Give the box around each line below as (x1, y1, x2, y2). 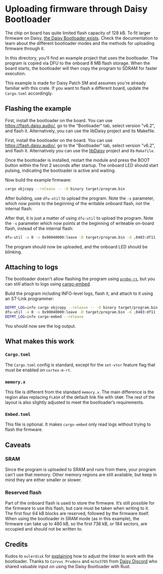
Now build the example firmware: (5, 177, 72, 183)
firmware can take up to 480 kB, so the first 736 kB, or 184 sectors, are (5, 521, 147, 527)
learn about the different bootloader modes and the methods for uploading (5, 40, 155, 46)
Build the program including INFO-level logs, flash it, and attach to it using (5, 290, 153, 296)
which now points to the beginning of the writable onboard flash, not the (5, 200, 150, 206)
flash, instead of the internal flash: (5, 225, 74, 231)
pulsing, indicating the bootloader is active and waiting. (5, 167, 116, 173)
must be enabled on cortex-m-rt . (5, 367, 72, 373)
